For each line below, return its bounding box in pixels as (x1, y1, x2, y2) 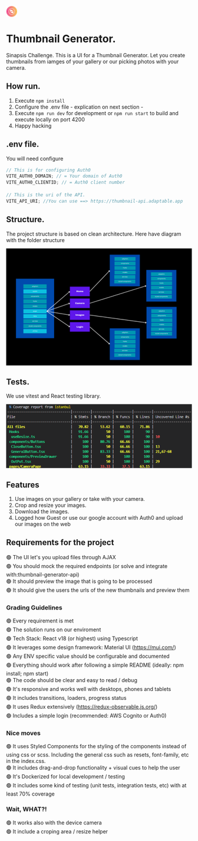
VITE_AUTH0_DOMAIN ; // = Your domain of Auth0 (6, 173, 123, 180)
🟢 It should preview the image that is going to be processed (6, 578, 153, 585)
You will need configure (6, 155, 64, 162)
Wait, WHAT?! (6, 805, 47, 813)
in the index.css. (6, 758, 46, 765)
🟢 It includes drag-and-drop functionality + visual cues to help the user (6, 764, 181, 771)
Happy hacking (14, 122, 52, 129)
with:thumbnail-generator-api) (6, 571, 80, 578)
